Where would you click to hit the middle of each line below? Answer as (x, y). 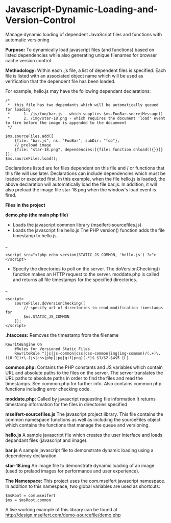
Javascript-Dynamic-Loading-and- (82, 9)
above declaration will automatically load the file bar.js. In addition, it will (81, 184)
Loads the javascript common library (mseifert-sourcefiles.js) (77, 225)
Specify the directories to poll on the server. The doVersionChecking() (86, 268)
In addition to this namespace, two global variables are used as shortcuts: (83, 486)
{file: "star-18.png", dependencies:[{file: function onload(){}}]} (89, 150)
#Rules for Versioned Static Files (52, 349)
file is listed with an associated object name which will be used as (74, 76)
